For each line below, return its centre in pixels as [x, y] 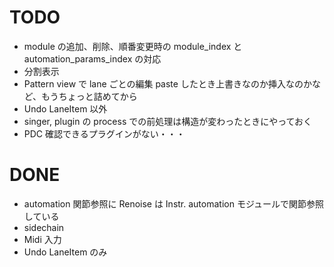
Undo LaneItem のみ [65, 252]
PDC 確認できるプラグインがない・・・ [104, 133]
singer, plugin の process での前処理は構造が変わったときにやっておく [168, 121]
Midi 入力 [42, 239]
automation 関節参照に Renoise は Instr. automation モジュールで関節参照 [173, 203]
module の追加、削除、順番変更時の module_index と [133, 46]
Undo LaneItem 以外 [65, 108]
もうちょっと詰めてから [89, 96]
